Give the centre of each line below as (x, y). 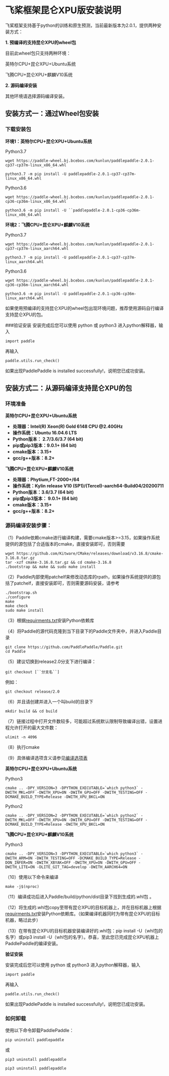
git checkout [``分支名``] (32, 672)
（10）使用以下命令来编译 (32, 877)
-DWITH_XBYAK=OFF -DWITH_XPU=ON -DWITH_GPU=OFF (86, 863)
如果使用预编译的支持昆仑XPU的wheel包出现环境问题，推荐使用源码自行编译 (84, 308)
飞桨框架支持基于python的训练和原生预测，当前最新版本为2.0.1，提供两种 (81, 25)
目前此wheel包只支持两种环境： (38, 53)
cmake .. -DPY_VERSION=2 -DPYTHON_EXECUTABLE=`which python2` (72, 815)
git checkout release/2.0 (32, 691)
